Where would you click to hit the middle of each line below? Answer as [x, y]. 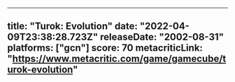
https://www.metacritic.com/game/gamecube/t [119, 59]
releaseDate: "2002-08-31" [162, 37]
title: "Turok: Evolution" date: [73, 26]
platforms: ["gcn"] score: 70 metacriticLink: [105, 48]
